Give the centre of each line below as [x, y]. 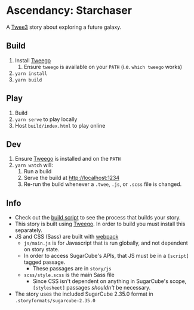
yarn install [31, 73]
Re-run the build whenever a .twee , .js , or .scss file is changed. [103, 184]
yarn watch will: [34, 165]
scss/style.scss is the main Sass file [69, 275]
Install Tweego [33, 60]
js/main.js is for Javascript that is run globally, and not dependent [106, 243]
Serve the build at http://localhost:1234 [72, 178]
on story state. [41, 249]
